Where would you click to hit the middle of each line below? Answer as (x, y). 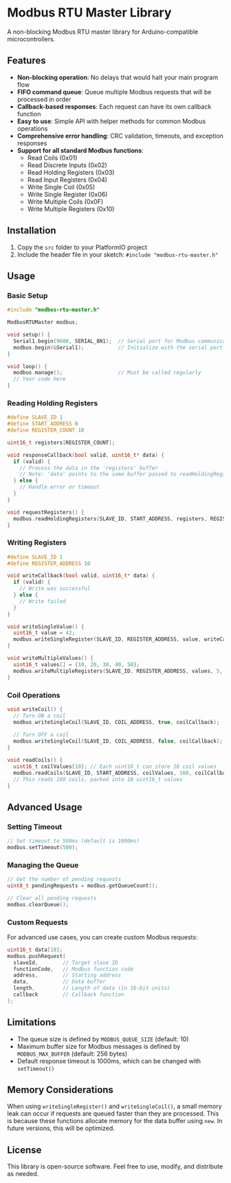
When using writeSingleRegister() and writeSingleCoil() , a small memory (114, 1107)
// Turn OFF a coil (41, 735)
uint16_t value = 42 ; (44, 633)
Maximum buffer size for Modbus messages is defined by (99, 1046)
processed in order (44, 99)
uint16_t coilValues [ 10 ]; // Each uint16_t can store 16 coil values (115, 766)
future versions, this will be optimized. (61, 1128)
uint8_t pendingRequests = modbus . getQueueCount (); (82, 886)
